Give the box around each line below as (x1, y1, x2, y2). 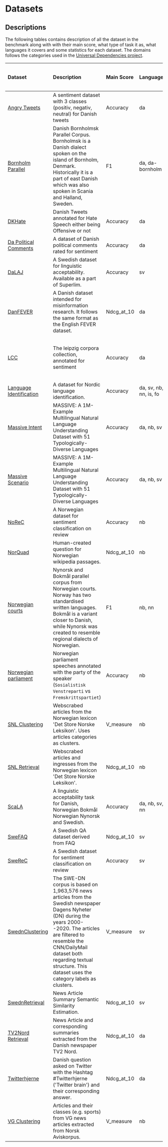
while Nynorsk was (52, 623, 98, 630)
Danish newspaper (52, 1042, 97, 1049)
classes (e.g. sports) (52, 1108, 101, 1115)
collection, (52, 351, 77, 358)
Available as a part (52, 275, 96, 282)
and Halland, (52, 194, 82, 201)
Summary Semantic (52, 996, 99, 1003)
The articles (71, 925, 100, 932)
